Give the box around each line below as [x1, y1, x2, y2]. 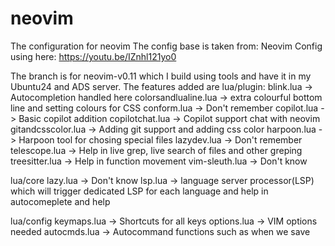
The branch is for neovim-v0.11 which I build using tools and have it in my [10, 70, 312, 82]
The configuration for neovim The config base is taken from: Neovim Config [10, 40, 323, 52]
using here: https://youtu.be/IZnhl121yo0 [10, 50, 177, 62]
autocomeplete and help [10, 195, 111, 207]
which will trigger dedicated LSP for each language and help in [10, 185, 269, 197]
